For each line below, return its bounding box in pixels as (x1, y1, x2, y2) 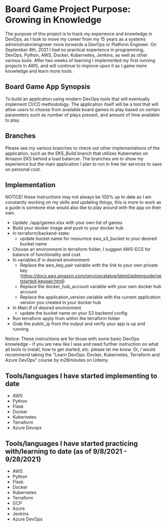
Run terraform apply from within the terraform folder (12, 316, 120, 322)
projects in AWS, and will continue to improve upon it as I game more (5, 63, 147, 69)
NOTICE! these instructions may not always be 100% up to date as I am (5, 194, 151, 200)
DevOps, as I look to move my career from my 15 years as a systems (5, 36, 146, 42)
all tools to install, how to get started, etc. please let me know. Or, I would (5, 347, 155, 353)
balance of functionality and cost (12, 251, 81, 257)
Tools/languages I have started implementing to (5, 372, 157, 380)
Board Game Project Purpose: (5, 4, 131, 15)
